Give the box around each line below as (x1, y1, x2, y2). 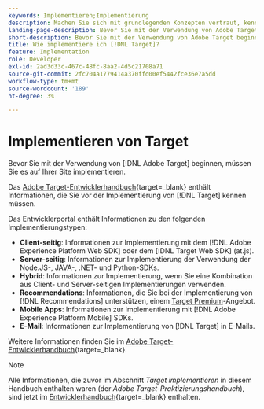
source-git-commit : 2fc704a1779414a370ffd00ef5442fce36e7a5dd (8, 70, 216, 78)
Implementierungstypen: (8, 223, 88, 232)
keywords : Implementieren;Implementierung (8, 11, 149, 20)
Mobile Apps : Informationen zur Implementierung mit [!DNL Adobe (19, 304, 236, 315)
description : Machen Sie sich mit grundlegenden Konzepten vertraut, (8, 19, 241, 27)
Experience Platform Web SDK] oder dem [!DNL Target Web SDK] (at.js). (19, 246, 255, 256)
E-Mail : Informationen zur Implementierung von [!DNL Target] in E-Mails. (19, 322, 255, 331)
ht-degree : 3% (8, 92, 55, 100)
